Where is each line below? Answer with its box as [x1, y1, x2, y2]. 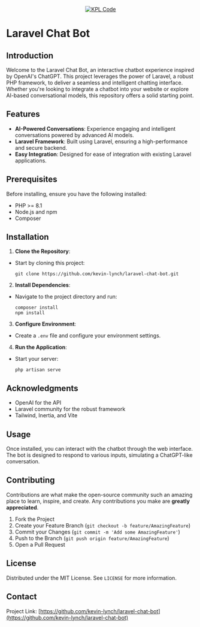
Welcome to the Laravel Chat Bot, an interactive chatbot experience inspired [6, 67, 195, 73]
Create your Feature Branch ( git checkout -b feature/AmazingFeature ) [14, 522, 191, 529]
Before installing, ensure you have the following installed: [6, 190, 147, 197]
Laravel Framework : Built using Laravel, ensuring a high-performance [14, 138, 188, 145]
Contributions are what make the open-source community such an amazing [6, 491, 193, 498]
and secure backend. [14, 144, 68, 151]
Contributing [6, 475, 55, 486]
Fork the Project [14, 516, 55, 523]
